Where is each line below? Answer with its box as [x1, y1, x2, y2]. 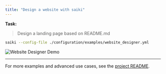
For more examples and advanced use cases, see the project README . [5, 63, 150, 69]
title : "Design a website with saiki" [5, 7, 85, 12]
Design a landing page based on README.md [17, 30, 110, 36]
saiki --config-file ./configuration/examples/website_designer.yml [5, 40, 149, 45]
